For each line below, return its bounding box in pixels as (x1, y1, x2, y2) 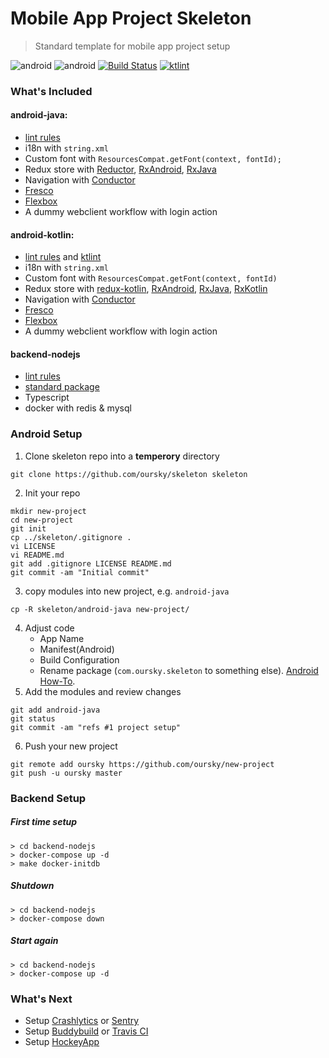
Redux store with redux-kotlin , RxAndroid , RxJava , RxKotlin (24, 283, 268, 295)
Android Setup (10, 427, 83, 441)
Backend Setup (10, 791, 87, 805)
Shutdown (10, 880, 55, 892)
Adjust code (24, 622, 75, 634)
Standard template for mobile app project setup (34, 40, 231, 52)
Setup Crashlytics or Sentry (24, 1014, 140, 1026)
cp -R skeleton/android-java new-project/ (10, 604, 190, 614)
